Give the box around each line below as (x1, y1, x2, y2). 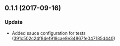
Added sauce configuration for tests (11, 30, 86, 36)
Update (4, 19, 23, 26)
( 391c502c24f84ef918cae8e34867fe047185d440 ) (11, 35, 116, 41)
